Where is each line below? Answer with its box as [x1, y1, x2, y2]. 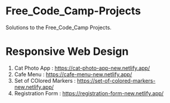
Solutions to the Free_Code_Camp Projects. [5, 24, 112, 31]
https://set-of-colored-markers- [76, 77, 156, 84]
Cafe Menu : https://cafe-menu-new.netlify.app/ [14, 70, 132, 78]
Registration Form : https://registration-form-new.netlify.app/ [14, 89, 164, 96]
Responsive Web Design [5, 45, 129, 58]
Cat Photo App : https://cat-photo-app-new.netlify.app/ [14, 64, 150, 71]
